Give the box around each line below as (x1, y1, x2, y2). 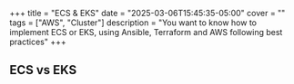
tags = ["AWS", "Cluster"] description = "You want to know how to (9, 17, 258, 28)
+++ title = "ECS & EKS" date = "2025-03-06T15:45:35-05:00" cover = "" (9, 8, 286, 18)
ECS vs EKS (9, 62, 77, 78)
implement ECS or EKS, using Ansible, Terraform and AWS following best (9, 27, 283, 37)
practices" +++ (9, 36, 66, 47)
